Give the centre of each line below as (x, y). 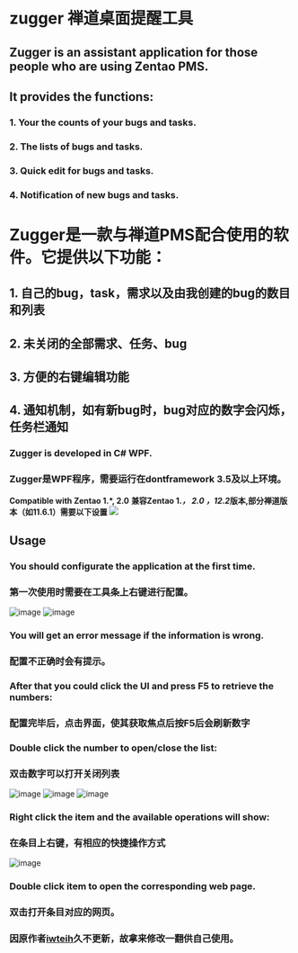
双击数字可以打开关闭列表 (65, 773)
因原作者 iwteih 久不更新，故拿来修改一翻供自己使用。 (124, 939)
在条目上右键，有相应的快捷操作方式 (88, 842)
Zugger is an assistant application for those (134, 52)
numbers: (31, 697)
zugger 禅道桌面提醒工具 (101, 18)
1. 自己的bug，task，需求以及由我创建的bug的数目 (150, 293)
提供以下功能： (112, 257)
